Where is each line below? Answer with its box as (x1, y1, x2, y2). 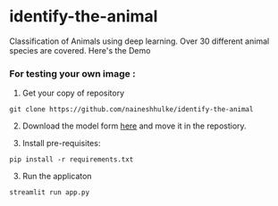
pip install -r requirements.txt (9, 155, 134, 164)
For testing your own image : (9, 67, 136, 79)
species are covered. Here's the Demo (9, 45, 151, 55)
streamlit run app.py (9, 188, 90, 197)
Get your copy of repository (21, 87, 125, 99)
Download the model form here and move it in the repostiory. (21, 120, 248, 131)
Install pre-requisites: (21, 138, 101, 149)
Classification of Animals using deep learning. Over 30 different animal (9, 36, 270, 46)
